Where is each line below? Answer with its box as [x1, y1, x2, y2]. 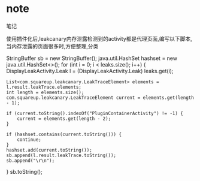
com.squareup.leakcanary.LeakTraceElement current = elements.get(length [6, 95, 195, 101]
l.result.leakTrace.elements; [6, 84, 82, 90]
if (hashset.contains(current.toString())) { [6, 131, 122, 137]
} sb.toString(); [6, 168, 43, 175]
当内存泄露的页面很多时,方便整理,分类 [6, 43, 99, 50]
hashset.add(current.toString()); [6, 147, 93, 153]
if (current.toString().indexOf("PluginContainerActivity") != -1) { [6, 110, 184, 116]
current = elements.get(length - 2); [17, 116, 111, 122]
